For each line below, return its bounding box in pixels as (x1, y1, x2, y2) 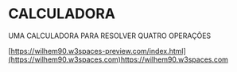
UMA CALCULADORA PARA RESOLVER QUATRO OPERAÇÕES (8, 31, 212, 40)
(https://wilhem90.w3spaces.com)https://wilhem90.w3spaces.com (8, 55, 229, 64)
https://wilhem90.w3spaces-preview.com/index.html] (10, 46, 187, 55)
